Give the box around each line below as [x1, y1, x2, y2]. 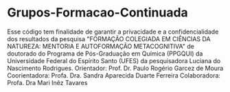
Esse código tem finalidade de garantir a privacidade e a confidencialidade [7, 27, 219, 36]
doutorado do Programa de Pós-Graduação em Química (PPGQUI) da [7, 49, 203, 58]
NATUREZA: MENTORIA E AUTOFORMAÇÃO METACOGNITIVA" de [7, 42, 194, 50]
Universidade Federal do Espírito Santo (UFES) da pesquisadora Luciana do [7, 56, 221, 65]
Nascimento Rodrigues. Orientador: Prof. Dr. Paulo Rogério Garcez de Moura [7, 64, 224, 72]
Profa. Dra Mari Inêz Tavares [7, 78, 88, 87]
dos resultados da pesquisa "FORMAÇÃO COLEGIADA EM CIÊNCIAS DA [7, 34, 211, 43]
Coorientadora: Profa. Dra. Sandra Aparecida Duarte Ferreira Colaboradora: [7, 71, 221, 80]
